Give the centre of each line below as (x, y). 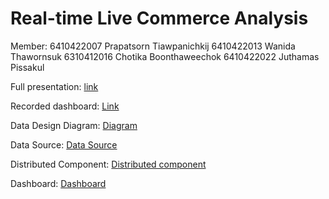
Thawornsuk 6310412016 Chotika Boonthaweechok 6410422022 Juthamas (165, 56)
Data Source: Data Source (64, 144)
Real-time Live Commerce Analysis (159, 18)
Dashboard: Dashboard (58, 183)
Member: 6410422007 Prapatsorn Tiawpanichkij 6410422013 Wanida (153, 46)
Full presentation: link (54, 86)
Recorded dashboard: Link (65, 106)
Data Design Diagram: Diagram (74, 125)
